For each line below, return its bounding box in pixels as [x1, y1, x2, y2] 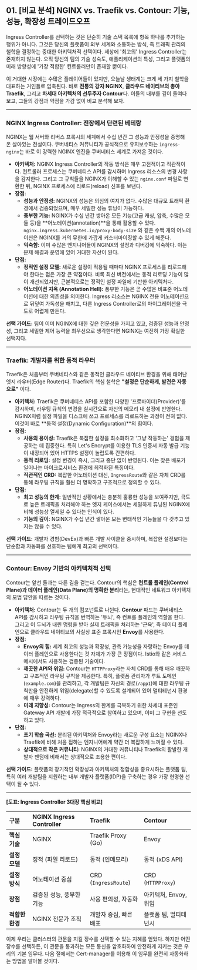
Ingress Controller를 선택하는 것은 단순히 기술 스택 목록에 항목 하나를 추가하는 [6, 33, 185, 40]
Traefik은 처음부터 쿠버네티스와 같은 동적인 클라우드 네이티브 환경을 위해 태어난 [6, 371, 188, 378]
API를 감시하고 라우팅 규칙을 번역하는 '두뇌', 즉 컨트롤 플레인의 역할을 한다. [14, 613, 185, 620]
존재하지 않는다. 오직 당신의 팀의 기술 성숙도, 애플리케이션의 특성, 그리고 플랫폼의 [6, 55, 191, 62]
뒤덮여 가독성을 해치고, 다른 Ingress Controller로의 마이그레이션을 [29, 300, 181, 307]
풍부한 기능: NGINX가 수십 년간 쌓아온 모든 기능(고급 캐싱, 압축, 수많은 [23, 212, 184, 219]
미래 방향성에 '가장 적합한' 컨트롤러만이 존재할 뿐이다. [6, 62, 128, 69]
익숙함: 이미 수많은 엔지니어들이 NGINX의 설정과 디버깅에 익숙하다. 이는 [23, 242, 188, 249]
